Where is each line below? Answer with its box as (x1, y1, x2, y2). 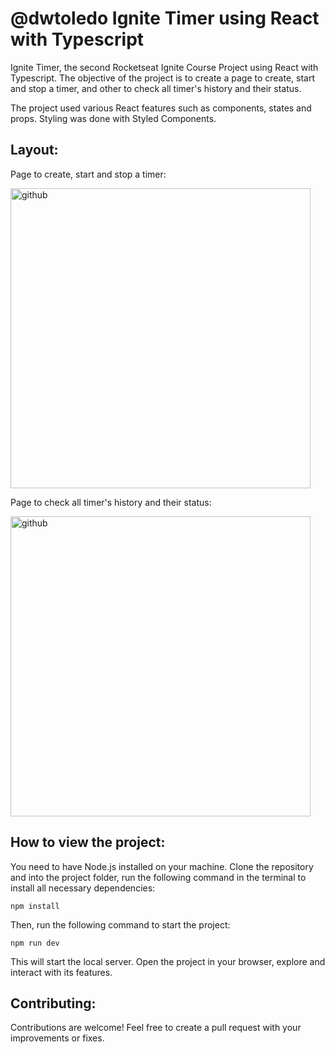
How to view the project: (10, 834, 166, 851)
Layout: (10, 142, 59, 159)
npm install (10, 901, 60, 911)
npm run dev (10, 938, 60, 948)
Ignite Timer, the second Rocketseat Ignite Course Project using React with (10, 61, 319, 73)
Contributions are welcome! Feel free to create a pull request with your (10, 1022, 302, 1034)
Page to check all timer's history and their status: (10, 496, 212, 508)
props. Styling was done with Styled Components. (10, 112, 217, 124)
